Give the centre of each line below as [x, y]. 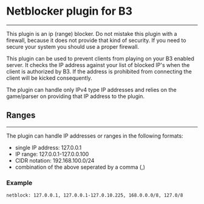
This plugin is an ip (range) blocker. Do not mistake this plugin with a [92, 33]
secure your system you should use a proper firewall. [73, 46]
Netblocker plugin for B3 [69, 11]
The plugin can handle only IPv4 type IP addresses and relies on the [92, 90]
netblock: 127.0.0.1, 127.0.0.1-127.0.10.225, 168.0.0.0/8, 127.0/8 [95, 195]
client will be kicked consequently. [49, 78]
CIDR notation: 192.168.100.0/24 [55, 160]
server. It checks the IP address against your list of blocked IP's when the [98, 65]
